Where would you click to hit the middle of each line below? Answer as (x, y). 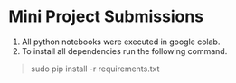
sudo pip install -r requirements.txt (95, 69)
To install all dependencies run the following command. (124, 51)
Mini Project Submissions (106, 17)
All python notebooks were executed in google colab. (121, 41)
